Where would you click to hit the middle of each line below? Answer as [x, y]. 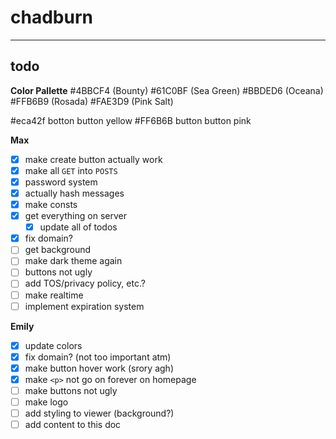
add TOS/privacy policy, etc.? [85, 283]
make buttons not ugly [71, 390]
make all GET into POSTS [71, 170]
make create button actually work [93, 159]
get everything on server [75, 216]
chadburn [51, 17]
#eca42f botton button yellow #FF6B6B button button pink [131, 120]
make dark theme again [73, 261]
